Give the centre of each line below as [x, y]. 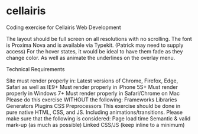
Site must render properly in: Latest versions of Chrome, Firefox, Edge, [92, 81]
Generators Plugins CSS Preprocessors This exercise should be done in [93, 106]
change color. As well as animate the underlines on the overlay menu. [91, 58]
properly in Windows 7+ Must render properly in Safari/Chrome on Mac [93, 93]
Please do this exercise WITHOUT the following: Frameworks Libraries [92, 100]
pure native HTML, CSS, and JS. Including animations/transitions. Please [95, 112]
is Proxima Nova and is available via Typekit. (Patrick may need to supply [95, 45]
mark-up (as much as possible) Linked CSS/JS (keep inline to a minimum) [95, 125]
